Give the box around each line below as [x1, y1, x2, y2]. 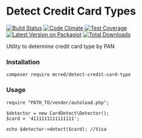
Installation [6, 58, 40, 66]
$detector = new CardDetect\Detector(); [6, 110, 110, 116]
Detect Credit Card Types [6, 4, 136, 18]
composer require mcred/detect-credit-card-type [6, 72, 131, 78]
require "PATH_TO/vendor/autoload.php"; [6, 99, 110, 106]
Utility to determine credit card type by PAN [6, 43, 115, 50]
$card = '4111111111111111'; [6, 116, 80, 122]
